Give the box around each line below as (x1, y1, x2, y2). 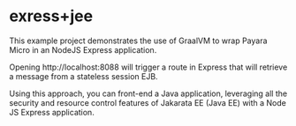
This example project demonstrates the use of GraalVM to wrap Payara (9, 35, 268, 46)
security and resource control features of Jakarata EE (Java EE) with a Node (9, 97, 287, 107)
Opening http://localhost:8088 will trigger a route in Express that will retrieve (9, 62, 288, 72)
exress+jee (9, 6, 94, 26)
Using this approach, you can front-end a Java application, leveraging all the (9, 88, 288, 99)
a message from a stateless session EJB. (9, 70, 158, 81)
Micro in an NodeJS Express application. (9, 44, 157, 55)
